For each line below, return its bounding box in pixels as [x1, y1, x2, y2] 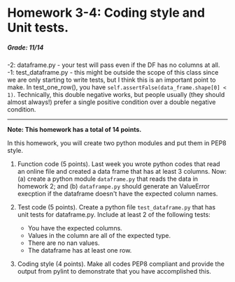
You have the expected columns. [27, 224, 122, 232]
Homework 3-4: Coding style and [7, 5, 205, 21]
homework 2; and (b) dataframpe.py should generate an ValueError [17, 182, 210, 191]
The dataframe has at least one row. [27, 246, 132, 255]
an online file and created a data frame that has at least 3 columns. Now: [17, 168, 227, 176]
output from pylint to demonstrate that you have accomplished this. [17, 267, 212, 276]
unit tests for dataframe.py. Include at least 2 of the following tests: [17, 211, 211, 219]
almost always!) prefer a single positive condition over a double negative [7, 98, 216, 106]
